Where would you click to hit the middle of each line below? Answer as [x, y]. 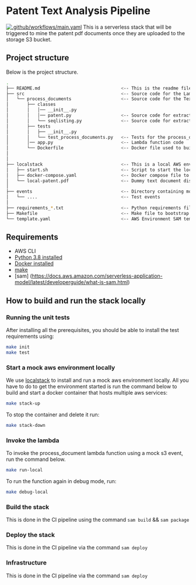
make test [18, 353]
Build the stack [28, 507]
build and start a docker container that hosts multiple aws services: [87, 393]
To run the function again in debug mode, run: [61, 481]
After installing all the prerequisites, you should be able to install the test [92, 330]
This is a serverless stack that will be [127, 27]
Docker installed [34, 264]
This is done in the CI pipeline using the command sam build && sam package [98, 520]
